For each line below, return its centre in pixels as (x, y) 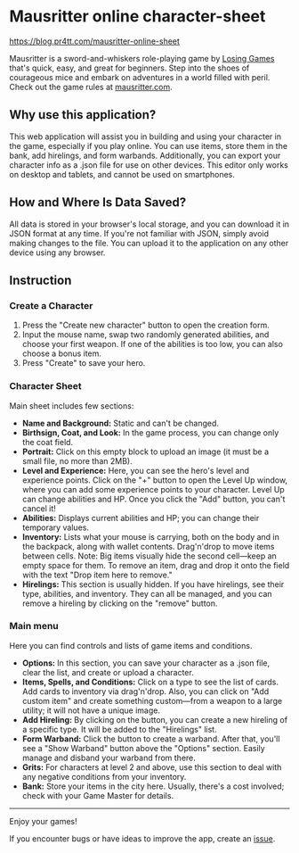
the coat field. (48, 442)
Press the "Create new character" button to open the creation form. (145, 325)
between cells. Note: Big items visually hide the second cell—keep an (149, 556)
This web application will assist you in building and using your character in (145, 137)
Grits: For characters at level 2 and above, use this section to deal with (152, 767)
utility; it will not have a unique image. (91, 710)
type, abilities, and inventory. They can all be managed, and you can (147, 593)
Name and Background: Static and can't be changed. (121, 423)
